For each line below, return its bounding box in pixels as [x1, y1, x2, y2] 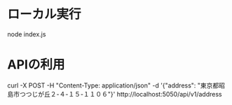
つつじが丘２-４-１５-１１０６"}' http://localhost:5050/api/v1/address [19, 90, 222, 98]
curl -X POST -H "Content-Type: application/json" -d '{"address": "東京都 [7, 81, 219, 90]
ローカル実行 [7, 6, 82, 22]
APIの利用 [7, 57, 65, 73]
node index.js [7, 29, 46, 38]
